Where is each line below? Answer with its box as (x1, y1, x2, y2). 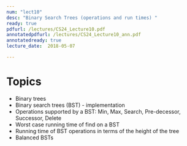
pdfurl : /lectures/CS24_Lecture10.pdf (6, 26, 105, 32)
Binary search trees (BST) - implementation (15, 101, 126, 109)
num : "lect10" (6, 9, 43, 15)
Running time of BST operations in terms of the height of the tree (15, 127, 180, 134)
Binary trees (15, 95, 47, 102)
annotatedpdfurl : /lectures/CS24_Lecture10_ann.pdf (6, 32, 141, 38)
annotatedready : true (6, 37, 62, 43)
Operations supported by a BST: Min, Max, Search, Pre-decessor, (15, 108, 181, 115)
